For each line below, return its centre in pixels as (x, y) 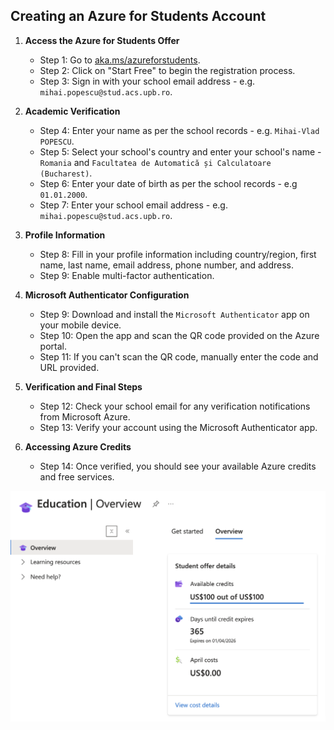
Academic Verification (72, 111)
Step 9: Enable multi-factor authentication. (127, 275)
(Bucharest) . (66, 173)
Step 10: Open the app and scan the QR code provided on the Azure (179, 335)
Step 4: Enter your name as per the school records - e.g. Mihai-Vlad (179, 130)
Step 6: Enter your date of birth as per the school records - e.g (168, 183)
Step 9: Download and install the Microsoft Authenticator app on (174, 314)
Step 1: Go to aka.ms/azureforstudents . (120, 60)
